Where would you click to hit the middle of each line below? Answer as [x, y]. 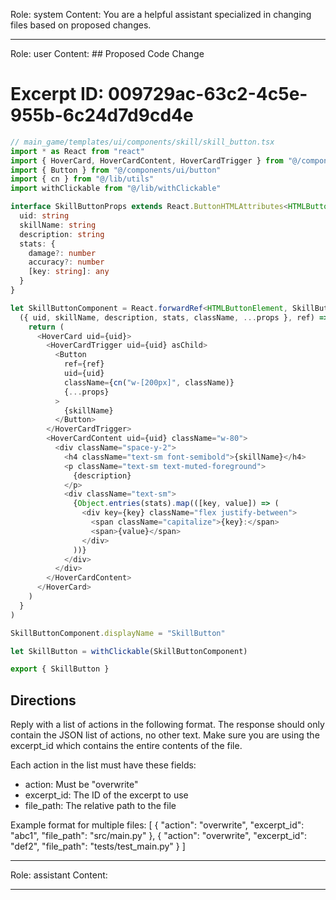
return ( [46, 327]
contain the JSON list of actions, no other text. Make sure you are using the [165, 735]
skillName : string [58, 225]
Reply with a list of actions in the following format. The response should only [167, 725]
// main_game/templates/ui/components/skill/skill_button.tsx [142, 142]
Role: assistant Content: [59, 875]
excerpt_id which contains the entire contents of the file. [126, 746]
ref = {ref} [84, 364]
